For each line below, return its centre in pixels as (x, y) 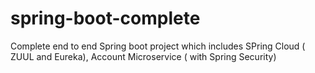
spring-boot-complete (105, 18)
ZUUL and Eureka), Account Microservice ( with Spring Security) (143, 56)
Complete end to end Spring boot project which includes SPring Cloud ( (158, 46)
